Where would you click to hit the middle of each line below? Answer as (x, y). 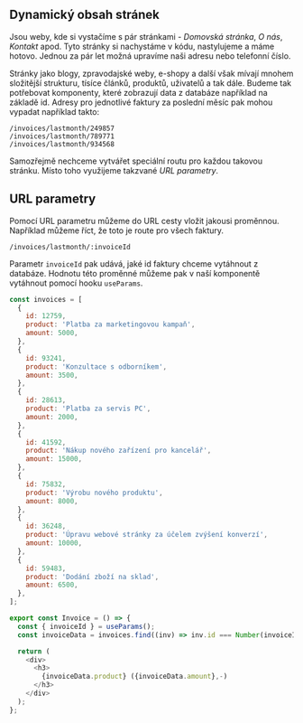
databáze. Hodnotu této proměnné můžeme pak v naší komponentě (135, 273)
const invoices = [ (46, 299)
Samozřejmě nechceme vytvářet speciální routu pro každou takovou (136, 161)
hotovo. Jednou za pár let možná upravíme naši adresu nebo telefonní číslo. (150, 56)
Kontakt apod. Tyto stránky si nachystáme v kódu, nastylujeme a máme (142, 46)
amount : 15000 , (54, 459)
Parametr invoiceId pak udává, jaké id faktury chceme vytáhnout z (134, 263)
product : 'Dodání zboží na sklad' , (92, 577)
